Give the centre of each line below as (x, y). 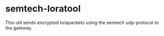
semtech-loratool (43, 9)
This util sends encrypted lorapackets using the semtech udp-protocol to (82, 22)
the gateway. (19, 27)
